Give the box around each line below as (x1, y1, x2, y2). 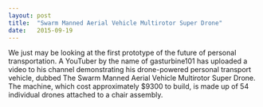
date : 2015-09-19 (8, 26, 73, 34)
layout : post (8, 11, 52, 20)
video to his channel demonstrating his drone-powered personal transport (8, 65, 252, 75)
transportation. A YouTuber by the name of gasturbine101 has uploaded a (8, 56, 248, 66)
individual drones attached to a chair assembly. (8, 90, 163, 100)
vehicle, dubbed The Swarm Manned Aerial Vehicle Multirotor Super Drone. (8, 73, 256, 83)
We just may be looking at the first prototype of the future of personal (8, 48, 237, 58)
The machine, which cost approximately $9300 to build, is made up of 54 (8, 82, 249, 91)
